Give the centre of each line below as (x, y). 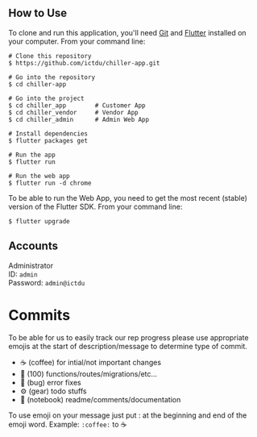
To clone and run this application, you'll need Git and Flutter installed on (128, 32)
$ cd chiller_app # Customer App (77, 105)
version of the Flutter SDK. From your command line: (95, 206)
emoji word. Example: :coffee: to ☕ (68, 424)
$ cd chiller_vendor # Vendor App (73, 112)
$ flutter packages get (48, 140)
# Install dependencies (48, 133)
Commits (39, 315)
